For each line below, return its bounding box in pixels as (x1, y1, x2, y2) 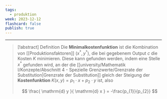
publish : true (5, 26, 35, 31)
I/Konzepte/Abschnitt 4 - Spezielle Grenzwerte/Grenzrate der (17, 67, 143, 73)
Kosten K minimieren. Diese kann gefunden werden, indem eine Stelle (17, 55, 161, 61)
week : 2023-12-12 (5, 16, 41, 21)
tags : (5, 7, 16, 12)
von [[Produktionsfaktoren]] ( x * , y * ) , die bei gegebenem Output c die (17, 49, 158, 56)
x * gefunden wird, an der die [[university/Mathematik (17, 61, 126, 68)
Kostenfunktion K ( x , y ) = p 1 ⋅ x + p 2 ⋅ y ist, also (17, 78, 113, 85)
